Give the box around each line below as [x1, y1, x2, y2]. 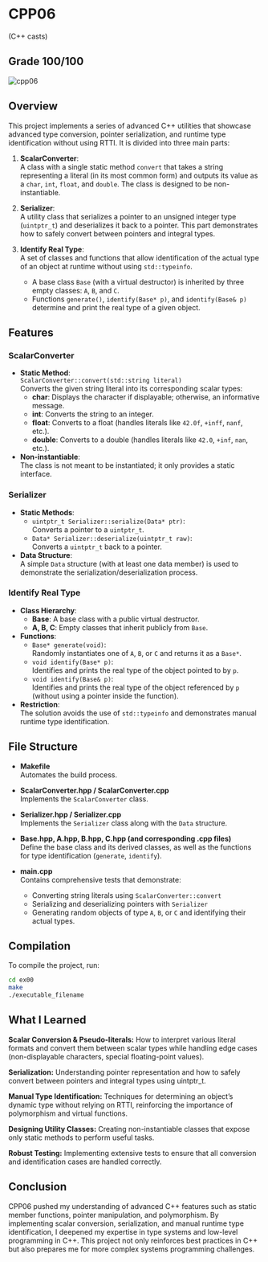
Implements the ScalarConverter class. [19, 793, 148, 804]
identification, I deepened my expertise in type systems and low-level [8, 1227, 238, 1236]
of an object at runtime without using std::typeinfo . [19, 261, 193, 271]
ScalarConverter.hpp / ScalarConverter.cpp [19, 785, 170, 795]
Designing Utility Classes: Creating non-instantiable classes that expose [8, 1124, 250, 1133]
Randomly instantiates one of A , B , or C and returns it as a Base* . [31, 648, 242, 658]
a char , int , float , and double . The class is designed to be [19, 178, 213, 189]
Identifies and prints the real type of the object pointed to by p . [31, 665, 239, 675]
